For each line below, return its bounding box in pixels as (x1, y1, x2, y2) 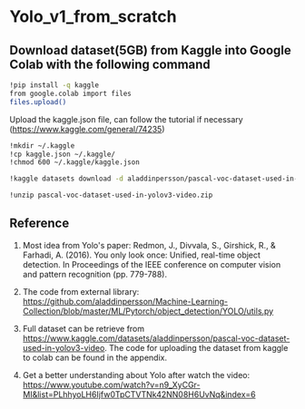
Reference (9, 216, 70, 231)
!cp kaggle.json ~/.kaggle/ (9, 150, 116, 159)
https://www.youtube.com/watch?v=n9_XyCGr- (22, 379, 202, 390)
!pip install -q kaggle (9, 81, 100, 90)
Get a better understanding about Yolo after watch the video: (22, 369, 251, 380)
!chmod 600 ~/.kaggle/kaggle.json (9, 158, 141, 167)
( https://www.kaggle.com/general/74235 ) (9, 123, 165, 134)
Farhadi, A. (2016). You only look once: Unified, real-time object (22, 249, 261, 260)
